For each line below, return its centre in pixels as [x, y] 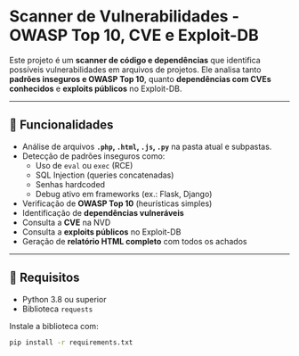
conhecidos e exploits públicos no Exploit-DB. [96, 88]
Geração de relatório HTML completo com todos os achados [134, 241]
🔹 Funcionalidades [61, 125]
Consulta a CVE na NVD [66, 222]
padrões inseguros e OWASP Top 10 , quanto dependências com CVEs [140, 79]
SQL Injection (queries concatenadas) [105, 175]
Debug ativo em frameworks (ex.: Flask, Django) [124, 194]
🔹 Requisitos [44, 278]
